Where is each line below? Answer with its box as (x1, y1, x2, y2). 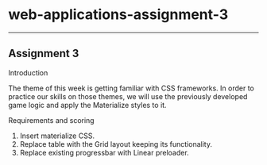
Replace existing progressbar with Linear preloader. (19, 148, 189, 157)
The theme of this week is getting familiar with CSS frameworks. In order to (8, 83, 254, 93)
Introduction (8, 67, 48, 77)
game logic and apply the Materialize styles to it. (8, 100, 167, 109)
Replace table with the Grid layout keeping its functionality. (19, 139, 213, 148)
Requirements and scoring (8, 115, 95, 125)
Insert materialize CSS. (19, 131, 95, 140)
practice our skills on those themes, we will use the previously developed (8, 91, 248, 101)
